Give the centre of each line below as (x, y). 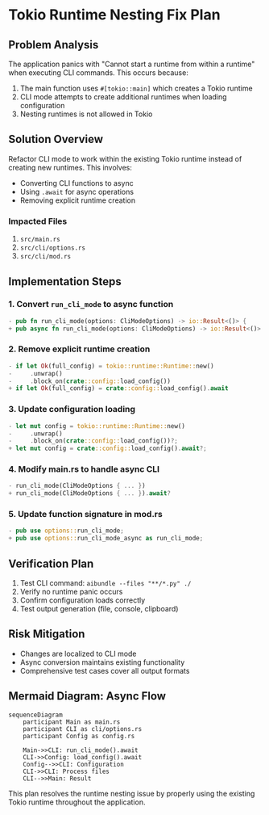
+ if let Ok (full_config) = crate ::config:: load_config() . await (118, 389)
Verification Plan (51, 563)
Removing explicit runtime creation (77, 200)
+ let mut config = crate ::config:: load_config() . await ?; (108, 449)
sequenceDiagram (35, 715)
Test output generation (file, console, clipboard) (99, 609)
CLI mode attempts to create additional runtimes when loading (123, 97)
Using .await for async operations (77, 191)
